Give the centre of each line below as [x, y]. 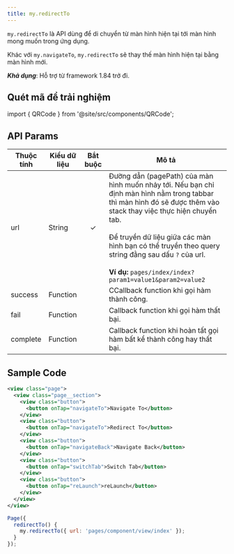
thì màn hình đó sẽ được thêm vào [164, 202]
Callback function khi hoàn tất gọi [164, 331]
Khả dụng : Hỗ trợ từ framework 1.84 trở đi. [69, 75]
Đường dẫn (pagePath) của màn [161, 177]
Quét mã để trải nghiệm [59, 97]
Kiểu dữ [63, 156]
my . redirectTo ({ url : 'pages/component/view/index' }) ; [103, 531]
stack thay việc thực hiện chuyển [163, 211]
